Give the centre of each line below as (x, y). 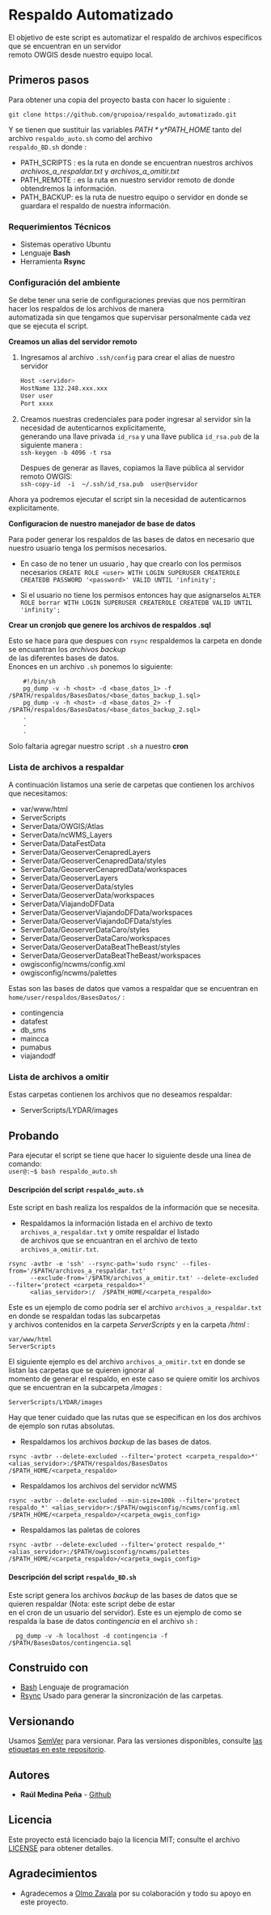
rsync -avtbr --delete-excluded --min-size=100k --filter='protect (125, 1501)
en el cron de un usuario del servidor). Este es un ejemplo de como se (125, 1612)
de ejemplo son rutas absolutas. (62, 1426)
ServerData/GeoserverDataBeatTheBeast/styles (100, 947)
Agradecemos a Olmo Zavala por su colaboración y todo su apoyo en (135, 1893)
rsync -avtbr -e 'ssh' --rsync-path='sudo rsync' (94, 1264)
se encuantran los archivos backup (67, 649)
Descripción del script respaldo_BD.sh (72, 1577)
